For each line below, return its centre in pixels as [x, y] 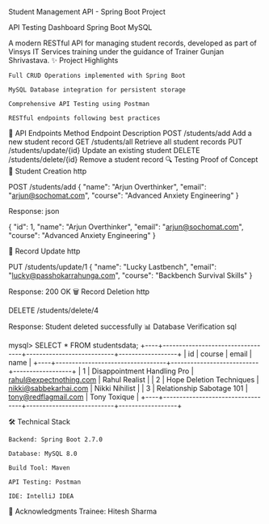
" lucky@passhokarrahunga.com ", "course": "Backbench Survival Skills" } [130, 275]
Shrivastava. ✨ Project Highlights [63, 60]
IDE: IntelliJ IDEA [41, 496]
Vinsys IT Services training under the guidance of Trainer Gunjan [116, 51]
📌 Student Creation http [48, 171]
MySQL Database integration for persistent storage [97, 90]
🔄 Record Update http [44, 251]
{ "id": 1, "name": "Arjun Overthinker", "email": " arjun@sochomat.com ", [126, 227]
